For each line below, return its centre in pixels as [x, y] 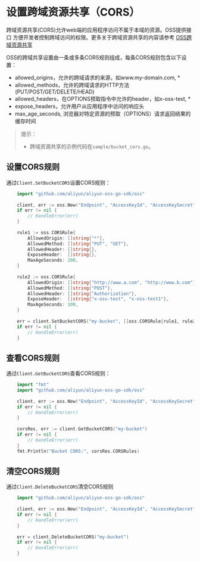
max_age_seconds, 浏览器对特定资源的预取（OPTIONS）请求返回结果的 [103, 113]
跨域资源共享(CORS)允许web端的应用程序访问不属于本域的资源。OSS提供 [96, 30]
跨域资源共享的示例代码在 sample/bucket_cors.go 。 [91, 146]
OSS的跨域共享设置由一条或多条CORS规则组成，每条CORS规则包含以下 [94, 57]
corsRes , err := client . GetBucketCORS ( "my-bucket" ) [82, 429]
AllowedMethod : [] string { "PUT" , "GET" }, [78, 244]
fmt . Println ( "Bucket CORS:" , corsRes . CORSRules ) [78, 451]
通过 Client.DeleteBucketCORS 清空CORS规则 [60, 487]
